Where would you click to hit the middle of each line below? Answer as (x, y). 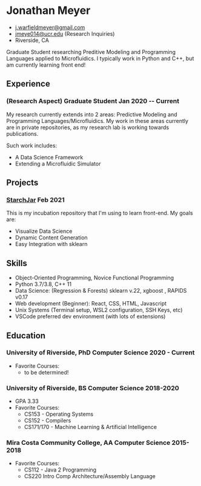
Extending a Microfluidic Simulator (58, 164)
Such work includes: (32, 145)
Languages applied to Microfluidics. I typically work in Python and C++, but (100, 58)
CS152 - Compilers (48, 421)
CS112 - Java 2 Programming (60, 470)
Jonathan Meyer (48, 11)
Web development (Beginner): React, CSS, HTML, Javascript (91, 304)
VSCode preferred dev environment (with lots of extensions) (90, 316)
